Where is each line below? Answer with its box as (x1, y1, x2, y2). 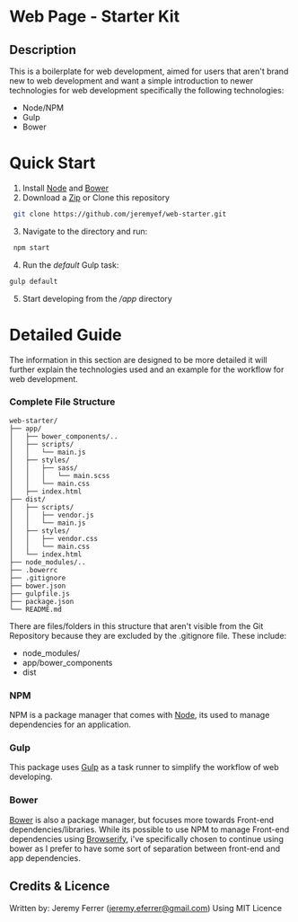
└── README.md (9, 605, 63, 614)
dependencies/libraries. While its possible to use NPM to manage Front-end (9, 824, 290, 835)
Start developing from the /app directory (22, 293, 172, 304)
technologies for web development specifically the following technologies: (9, 85, 285, 95)
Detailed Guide (9, 324, 123, 345)
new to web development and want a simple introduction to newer (9, 75, 254, 86)
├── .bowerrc (9, 565, 58, 574)
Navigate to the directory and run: (22, 226, 148, 236)
